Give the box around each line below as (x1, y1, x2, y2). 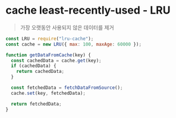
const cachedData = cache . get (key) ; (11, 58, 102, 63)
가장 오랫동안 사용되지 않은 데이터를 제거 (20, 24, 114, 31)
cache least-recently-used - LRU (5, 4, 171, 17)
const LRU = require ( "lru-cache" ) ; (5, 36, 94, 42)
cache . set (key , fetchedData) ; (11, 90, 86, 96)
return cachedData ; (16, 69, 65, 75)
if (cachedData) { (11, 63, 57, 69)
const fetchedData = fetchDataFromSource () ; (11, 85, 123, 91)
